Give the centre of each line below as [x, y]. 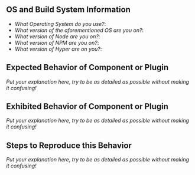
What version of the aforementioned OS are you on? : [79, 30]
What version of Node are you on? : [57, 36]
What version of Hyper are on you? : [58, 49]
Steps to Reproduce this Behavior [69, 145]
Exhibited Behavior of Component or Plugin [87, 106]
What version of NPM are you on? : [57, 42]
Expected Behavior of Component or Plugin [87, 67]
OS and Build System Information [69, 10]
